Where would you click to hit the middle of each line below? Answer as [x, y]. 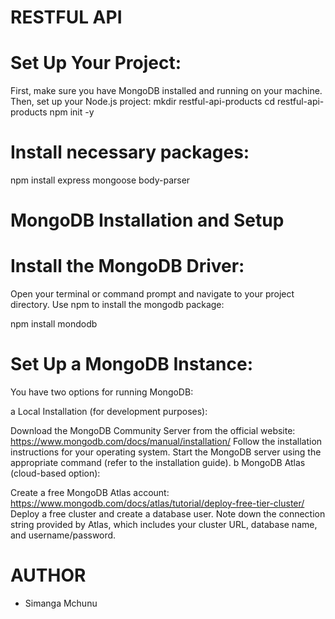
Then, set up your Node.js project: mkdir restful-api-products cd [142, 102]
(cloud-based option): [55, 473]
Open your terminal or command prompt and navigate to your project [152, 294]
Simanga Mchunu [61, 603]
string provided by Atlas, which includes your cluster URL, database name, [164, 525]
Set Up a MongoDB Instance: [132, 364]
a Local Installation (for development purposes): [109, 412]
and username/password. [63, 535]
